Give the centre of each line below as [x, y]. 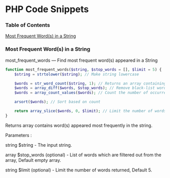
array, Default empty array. [33, 160]
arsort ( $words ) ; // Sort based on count [57, 102]
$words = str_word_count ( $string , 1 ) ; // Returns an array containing [90, 83]
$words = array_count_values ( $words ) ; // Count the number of [81, 93]
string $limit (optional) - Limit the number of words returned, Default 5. [79, 170]
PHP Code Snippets [47, 9]
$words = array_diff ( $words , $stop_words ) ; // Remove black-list [85, 88]
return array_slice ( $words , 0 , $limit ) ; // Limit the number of [83, 111]
